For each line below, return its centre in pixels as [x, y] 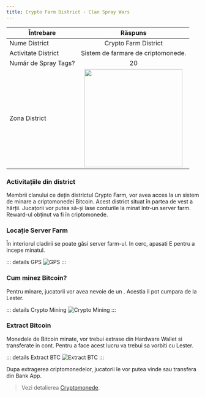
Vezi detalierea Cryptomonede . [60, 387]
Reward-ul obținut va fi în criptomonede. [57, 214]
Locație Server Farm [37, 230]
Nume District [29, 43]
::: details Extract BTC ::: [55, 357]
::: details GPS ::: [36, 262]
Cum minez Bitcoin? [37, 278]
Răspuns [133, 32]
